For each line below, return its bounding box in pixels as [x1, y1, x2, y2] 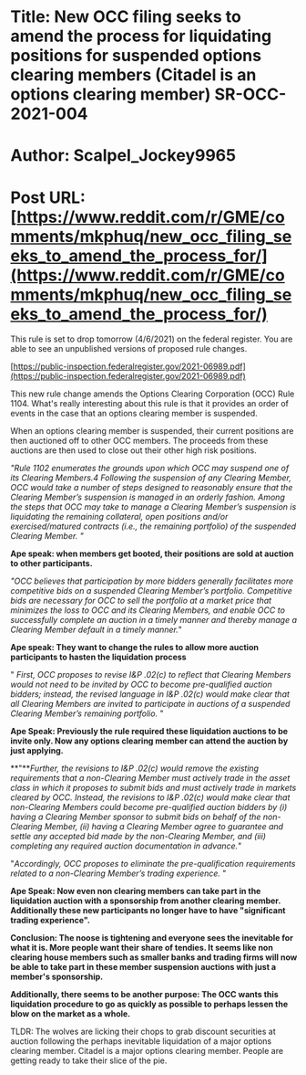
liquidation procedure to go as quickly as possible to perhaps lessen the [10, 998, 289, 1010]
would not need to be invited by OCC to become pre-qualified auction [10, 679, 272, 690]
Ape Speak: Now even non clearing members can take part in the [10, 886, 261, 897]
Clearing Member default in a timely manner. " [10, 624, 183, 636]
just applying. [10, 745, 64, 756]
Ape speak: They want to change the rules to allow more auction [10, 642, 259, 653]
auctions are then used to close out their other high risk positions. [10, 445, 258, 456]
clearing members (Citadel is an [10, 65, 257, 86]
